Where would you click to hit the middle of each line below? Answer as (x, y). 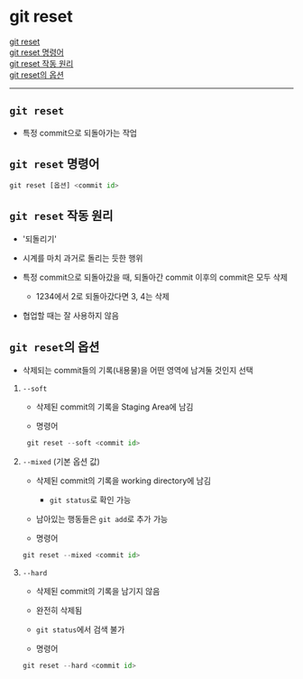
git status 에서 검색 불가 (80, 629)
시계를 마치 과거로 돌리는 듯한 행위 (83, 258)
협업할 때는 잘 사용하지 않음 (71, 316)
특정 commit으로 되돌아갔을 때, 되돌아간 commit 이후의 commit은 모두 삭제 (155, 278)
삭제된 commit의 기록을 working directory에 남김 (124, 481)
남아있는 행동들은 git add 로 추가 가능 (102, 518)
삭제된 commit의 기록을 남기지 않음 (98, 591)
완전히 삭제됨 (59, 610)
